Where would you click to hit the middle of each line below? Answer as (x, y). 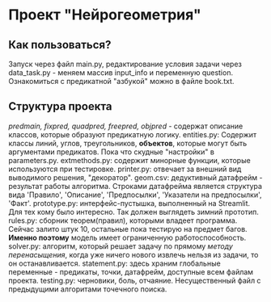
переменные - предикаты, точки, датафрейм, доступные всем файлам (131, 271)
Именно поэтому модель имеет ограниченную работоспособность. (127, 237)
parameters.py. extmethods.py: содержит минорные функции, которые (129, 160)
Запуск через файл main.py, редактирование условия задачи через (125, 64)
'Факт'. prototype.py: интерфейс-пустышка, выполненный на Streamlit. (129, 203)
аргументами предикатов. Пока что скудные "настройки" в (111, 152)
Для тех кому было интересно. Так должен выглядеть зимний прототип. (133, 212)
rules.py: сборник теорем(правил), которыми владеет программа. (123, 220)
